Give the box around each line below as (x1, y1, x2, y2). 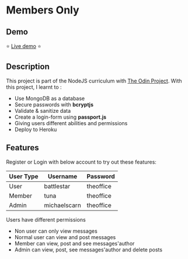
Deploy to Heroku (14, 126, 57, 133)
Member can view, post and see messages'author (14, 240, 135, 247)
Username (47, 172, 78, 180)
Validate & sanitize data (14, 107, 71, 114)
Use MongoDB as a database (14, 95, 85, 102)
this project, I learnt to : (6, 83, 62, 91)
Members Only (6, 4, 80, 17)
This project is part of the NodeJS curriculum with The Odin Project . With (6, 77, 182, 84)
